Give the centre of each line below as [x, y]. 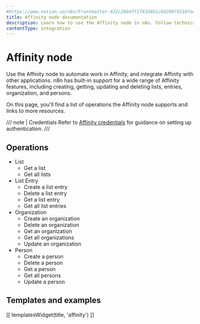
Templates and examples [54, 301]
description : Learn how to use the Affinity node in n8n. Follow [89, 23]
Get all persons [42, 275]
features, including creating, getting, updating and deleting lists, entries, [94, 87]
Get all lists [37, 174]
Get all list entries [45, 206]
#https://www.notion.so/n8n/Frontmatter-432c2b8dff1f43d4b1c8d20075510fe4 [101, 12]
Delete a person [43, 263]
